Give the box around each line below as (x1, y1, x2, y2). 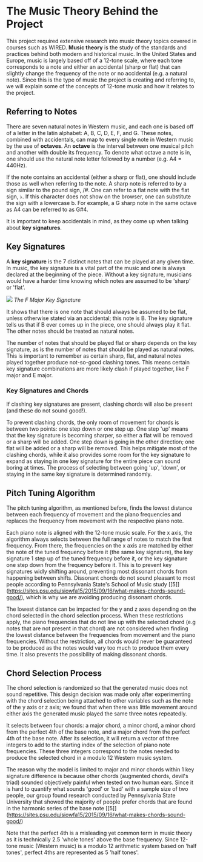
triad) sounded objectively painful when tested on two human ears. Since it (6, 779, 194, 786)
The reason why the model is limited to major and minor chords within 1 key (6, 766, 195, 773)
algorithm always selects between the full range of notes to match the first (6, 535, 192, 543)
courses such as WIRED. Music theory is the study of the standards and (6, 44, 187, 51)
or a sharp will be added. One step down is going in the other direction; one (6, 438, 195, 445)
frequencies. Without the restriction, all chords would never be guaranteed (6, 638, 193, 645)
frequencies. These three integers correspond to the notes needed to (6, 748, 180, 755)
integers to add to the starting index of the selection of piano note (6, 741, 171, 749)
